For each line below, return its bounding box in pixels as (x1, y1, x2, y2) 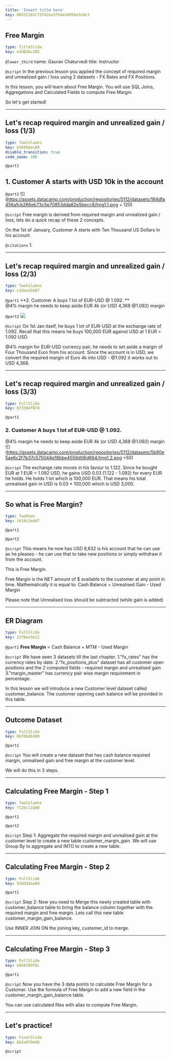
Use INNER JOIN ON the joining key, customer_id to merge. (5, 925, 130, 931)
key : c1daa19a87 (5, 288, 40, 293)
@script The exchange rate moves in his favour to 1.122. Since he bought (5, 464, 158, 471)
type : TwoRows (5, 513, 36, 519)
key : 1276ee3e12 (5, 634, 40, 640)
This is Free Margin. (5, 566, 47, 573)
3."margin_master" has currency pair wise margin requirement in (5, 670, 141, 676)
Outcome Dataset (5, 716, 62, 725)
